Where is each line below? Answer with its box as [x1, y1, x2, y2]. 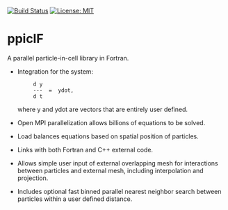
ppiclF [7, 31, 44, 47]
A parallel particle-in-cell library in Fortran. [7, 54, 129, 62]
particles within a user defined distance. [17, 195, 133, 203]
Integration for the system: [17, 67, 94, 76]
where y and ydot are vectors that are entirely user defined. [17, 105, 188, 113]
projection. [17, 174, 49, 182]
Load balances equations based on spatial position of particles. [17, 132, 199, 140]
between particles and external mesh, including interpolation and [17, 166, 204, 175]
